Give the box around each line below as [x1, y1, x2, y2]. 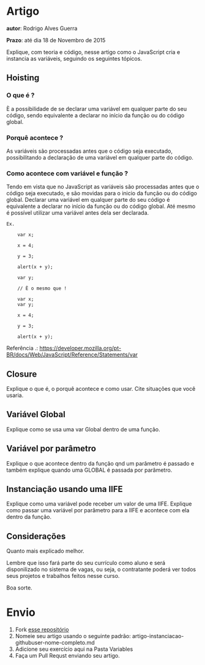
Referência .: [6, 345, 39, 352]
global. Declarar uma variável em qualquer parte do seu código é [6, 196, 170, 204]
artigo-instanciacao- [132, 632, 184, 640]
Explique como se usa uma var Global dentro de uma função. [6, 425, 160, 433]
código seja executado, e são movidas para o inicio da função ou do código [6, 190, 198, 197]
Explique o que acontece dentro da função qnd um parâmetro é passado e [6, 459, 195, 467]
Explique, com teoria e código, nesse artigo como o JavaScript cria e [6, 48, 181, 56]
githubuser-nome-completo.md [15, 639, 95, 647]
